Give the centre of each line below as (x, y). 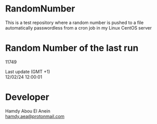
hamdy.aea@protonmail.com (35, 116)
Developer (27, 97)
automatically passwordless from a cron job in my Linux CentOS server (78, 27)
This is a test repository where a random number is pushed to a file (74, 22)
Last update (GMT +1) (28, 71)
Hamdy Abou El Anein (28, 111)
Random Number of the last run (72, 48)
